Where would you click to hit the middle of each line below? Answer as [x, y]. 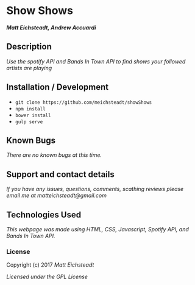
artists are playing [29, 68]
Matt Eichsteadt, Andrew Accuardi [51, 27]
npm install [30, 109]
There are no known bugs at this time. [54, 155]
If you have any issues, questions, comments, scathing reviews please [95, 189]
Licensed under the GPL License [47, 277]
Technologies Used [44, 215]
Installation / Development [57, 87]
